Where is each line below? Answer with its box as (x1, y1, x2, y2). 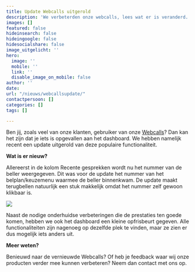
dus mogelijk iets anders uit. (6, 231, 75, 238)
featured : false (6, 25, 46, 31)
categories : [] (6, 101, 44, 108)
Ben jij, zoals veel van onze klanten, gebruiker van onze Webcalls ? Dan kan (6, 129, 189, 136)
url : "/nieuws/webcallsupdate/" (6, 91, 85, 97)
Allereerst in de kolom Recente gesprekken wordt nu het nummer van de (6, 164, 182, 171)
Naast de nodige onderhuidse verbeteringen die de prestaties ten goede (6, 212, 182, 219)
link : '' (11, 69, 33, 75)
